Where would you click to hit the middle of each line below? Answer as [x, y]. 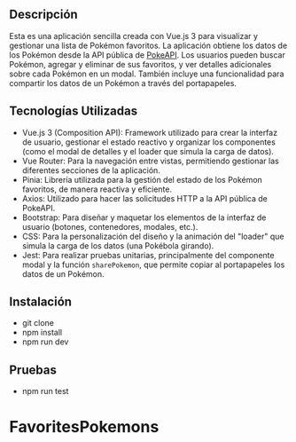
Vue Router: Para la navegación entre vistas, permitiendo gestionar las [150, 161]
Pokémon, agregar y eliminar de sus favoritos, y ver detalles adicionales [140, 64]
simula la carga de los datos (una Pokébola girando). [118, 245]
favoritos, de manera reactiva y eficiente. [97, 189]
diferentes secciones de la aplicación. [91, 170]
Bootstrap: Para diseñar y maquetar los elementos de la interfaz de [144, 217]
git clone [38, 323]
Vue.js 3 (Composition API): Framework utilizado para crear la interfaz [149, 132]
